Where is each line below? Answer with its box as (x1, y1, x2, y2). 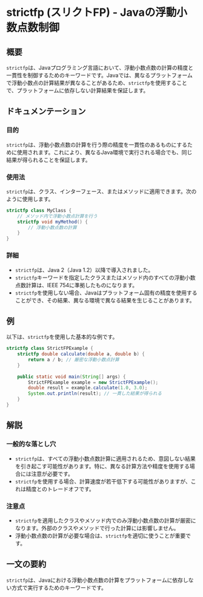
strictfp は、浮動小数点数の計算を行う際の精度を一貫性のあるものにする (6, 141, 188, 148)
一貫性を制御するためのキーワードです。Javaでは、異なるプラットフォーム (6, 72, 193, 79)
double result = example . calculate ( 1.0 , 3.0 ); (28, 385, 148, 391)
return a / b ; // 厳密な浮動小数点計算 (28, 356, 119, 363)
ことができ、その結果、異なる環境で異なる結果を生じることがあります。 (15, 296, 195, 304)
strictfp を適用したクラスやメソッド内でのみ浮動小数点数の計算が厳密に (15, 517, 196, 524)
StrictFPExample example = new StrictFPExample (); (28, 379, 159, 386)
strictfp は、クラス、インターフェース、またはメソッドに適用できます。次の (6, 188, 197, 195)
